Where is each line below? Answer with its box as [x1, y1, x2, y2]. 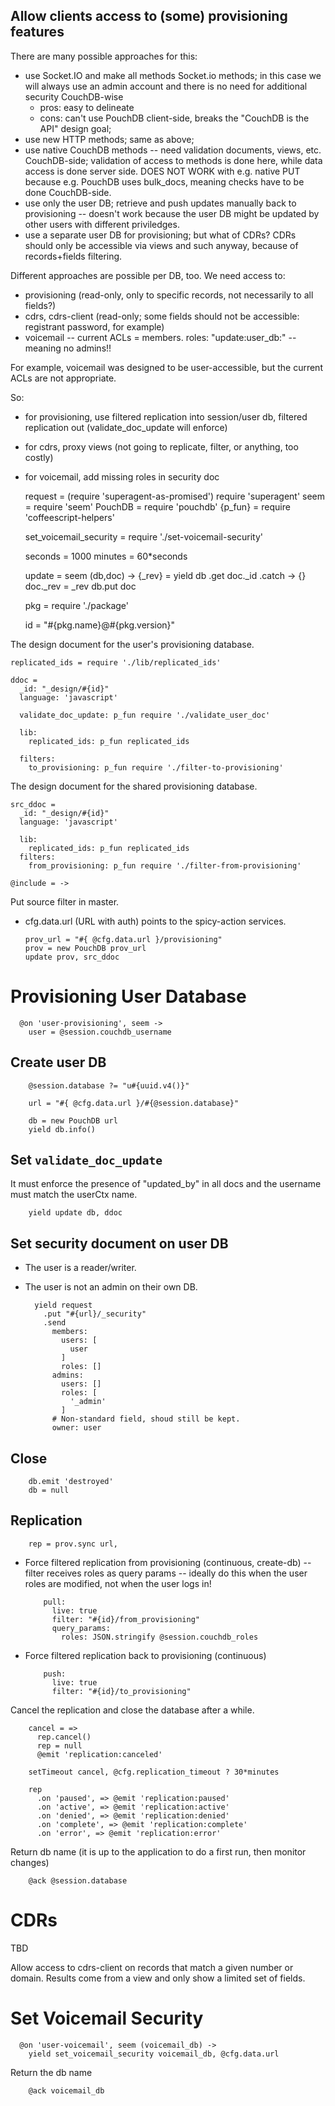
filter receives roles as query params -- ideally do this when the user [24, 1567, 308, 1579]
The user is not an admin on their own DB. [24, 1281, 198, 1293]
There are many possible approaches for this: [10, 50, 198, 62]
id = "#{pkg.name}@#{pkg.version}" [24, 619, 176, 631]
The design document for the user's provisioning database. [10, 638, 255, 650]
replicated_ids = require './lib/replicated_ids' [10, 657, 222, 668]
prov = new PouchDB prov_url [24, 943, 147, 953]
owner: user [51, 1423, 102, 1433]
